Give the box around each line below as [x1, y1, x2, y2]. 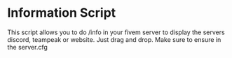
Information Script [7, 5, 116, 21]
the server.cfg [7, 43, 48, 51]
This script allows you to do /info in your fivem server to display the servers [7, 28, 226, 36]
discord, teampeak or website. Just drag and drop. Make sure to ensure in [7, 35, 221, 43]
